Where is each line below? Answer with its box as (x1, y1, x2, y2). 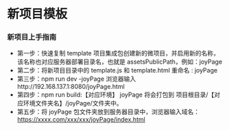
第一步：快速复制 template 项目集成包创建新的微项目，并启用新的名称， (16, 49, 219, 57)
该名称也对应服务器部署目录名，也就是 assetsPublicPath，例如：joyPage (16, 57, 223, 66)
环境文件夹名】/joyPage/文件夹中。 (23, 99, 123, 107)
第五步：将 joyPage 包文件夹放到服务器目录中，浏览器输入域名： (16, 107, 200, 116)
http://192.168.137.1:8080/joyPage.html (16, 83, 125, 91)
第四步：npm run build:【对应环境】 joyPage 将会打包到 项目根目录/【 (16, 90, 215, 99)
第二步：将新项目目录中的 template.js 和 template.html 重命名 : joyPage (16, 66, 218, 75)
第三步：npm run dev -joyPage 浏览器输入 (16, 75, 136, 83)
